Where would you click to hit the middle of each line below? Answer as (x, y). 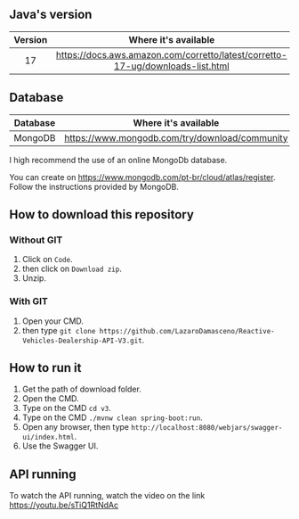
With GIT (29, 301)
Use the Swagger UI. (60, 446)
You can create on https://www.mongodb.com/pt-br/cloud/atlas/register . (142, 177)
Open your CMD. (53, 321)
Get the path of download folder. (82, 389)
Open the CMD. (50, 399)
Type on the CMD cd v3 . (66, 408)
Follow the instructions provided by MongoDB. (94, 186)
